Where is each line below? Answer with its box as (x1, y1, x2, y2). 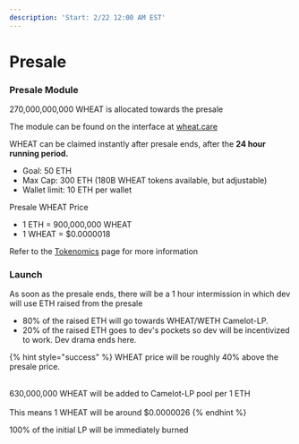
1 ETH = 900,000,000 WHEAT (21, 219, 132, 230)
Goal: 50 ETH (21, 166, 72, 176)
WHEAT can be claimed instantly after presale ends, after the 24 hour (9, 139, 266, 149)
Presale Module (9, 83, 79, 96)
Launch (9, 269, 43, 281)
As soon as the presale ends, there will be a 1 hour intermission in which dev (9, 288, 291, 300)
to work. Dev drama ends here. (21, 335, 137, 346)
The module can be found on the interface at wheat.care (9, 122, 218, 132)
